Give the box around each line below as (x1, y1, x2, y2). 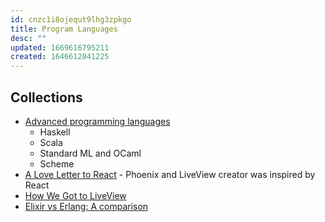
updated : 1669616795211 (10, 42, 110, 53)
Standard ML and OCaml (39, 147, 142, 159)
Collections (10, 89, 83, 106)
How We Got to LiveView (24, 189, 127, 201)
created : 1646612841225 (10, 52, 110, 62)
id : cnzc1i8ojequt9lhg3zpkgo (10, 14, 132, 25)
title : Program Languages (10, 24, 118, 34)
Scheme (39, 157, 75, 170)
